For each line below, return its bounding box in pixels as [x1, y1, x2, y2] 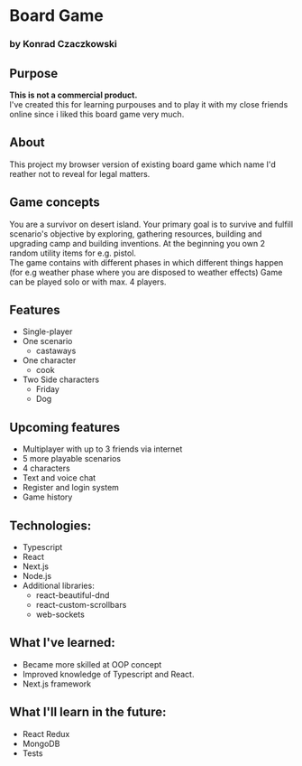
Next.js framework [22, 678, 92, 689]
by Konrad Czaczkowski [9, 38, 117, 51]
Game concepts [9, 195, 101, 210]
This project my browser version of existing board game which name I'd [9, 159, 277, 170]
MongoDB [22, 738, 60, 749]
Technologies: [9, 518, 92, 533]
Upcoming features [9, 419, 120, 434]
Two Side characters [22, 374, 100, 385]
